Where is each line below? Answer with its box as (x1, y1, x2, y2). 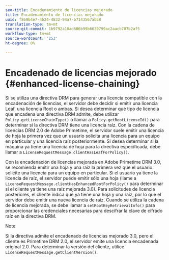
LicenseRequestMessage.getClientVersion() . (5, 249, 98, 255)
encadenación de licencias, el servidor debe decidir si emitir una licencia (5, 100, 158, 106)
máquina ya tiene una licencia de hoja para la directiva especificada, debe (5, 143, 161, 149)
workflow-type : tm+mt (5, 31, 51, 36)
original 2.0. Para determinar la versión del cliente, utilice (5, 243, 125, 250)
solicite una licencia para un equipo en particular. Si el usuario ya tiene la (5, 169, 158, 176)
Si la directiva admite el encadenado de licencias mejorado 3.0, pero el (5, 232, 154, 239)
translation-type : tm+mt (5, 21, 58, 27)
